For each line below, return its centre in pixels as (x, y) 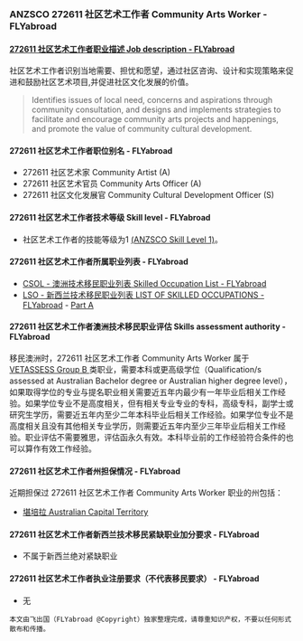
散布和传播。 (30, 629)
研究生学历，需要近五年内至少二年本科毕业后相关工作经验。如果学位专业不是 (151, 414)
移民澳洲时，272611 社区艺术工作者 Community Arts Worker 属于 (129, 358)
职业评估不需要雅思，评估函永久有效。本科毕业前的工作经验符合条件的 (155, 437)
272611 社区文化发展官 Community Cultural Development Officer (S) (148, 195)
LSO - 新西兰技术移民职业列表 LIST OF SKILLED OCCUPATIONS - (143, 295)
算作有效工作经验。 (60, 448)
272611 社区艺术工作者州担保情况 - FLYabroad (95, 471)
